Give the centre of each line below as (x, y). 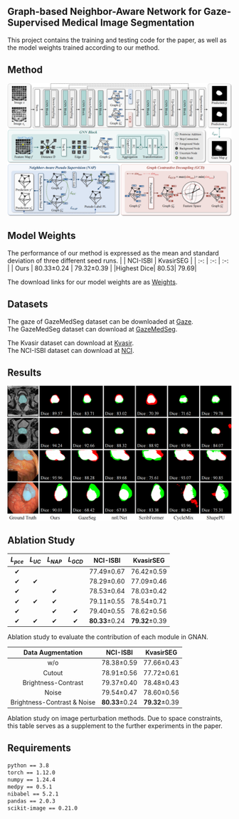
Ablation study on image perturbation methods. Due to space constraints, (115, 718)
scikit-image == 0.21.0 (43, 808)
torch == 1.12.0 (31, 772)
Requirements (39, 748)
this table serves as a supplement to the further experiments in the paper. (115, 726)
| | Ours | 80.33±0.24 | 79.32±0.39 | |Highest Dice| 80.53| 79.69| (102, 268)
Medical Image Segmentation (128, 23)
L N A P (55, 560)
